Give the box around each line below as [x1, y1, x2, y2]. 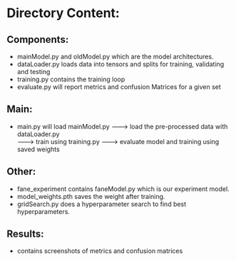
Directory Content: [6, 5, 120, 21]
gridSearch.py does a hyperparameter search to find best [16, 200, 187, 208]
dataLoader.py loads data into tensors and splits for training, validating [16, 60, 225, 68]
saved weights [16, 145, 60, 153]
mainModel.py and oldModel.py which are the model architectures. [16, 52, 214, 61]
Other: [6, 165, 36, 178]
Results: [6, 228, 44, 240]
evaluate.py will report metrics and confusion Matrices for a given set [16, 83, 222, 91]
